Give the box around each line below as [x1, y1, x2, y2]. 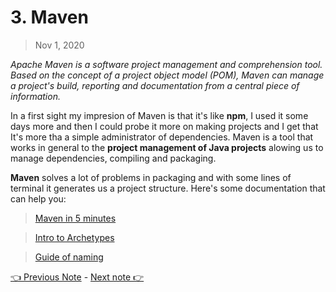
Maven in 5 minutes [34, 212, 117, 224]
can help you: [10, 192, 67, 205]
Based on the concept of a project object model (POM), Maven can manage [10, 69, 325, 81]
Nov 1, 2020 [34, 39, 85, 51]
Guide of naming [34, 251, 104, 263]
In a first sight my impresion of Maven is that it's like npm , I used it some [10, 109, 309, 121]
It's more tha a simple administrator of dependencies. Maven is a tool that [10, 131, 314, 143]
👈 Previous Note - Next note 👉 [10, 271, 145, 283]
